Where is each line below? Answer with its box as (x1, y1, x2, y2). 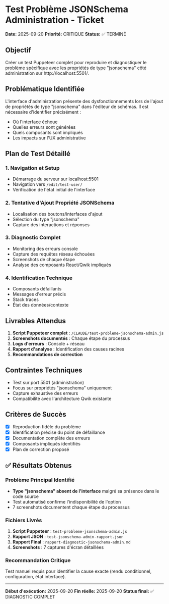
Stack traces (12, 296, 39, 303)
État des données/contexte (12, 302, 69, 308)
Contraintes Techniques (5, 366, 82, 375)
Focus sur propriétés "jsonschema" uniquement (12, 385, 112, 391)
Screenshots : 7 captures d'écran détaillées (12, 544, 104, 550)
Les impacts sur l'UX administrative (12, 135, 87, 141)
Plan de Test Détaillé (5, 149, 70, 158)
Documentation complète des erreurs (12, 435, 91, 441)
